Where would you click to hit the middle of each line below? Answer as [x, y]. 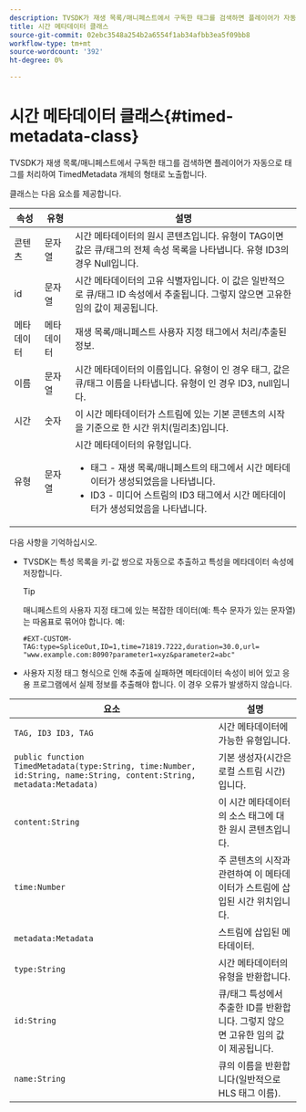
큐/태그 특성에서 [250, 993]
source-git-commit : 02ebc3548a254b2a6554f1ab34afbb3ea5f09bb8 [130, 35]
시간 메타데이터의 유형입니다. [133, 445]
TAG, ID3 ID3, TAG [54, 733]
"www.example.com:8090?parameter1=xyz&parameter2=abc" [129, 655]
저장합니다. [42, 572]
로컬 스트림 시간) [252, 771]
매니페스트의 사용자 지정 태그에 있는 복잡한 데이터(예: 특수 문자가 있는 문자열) [159, 610]
